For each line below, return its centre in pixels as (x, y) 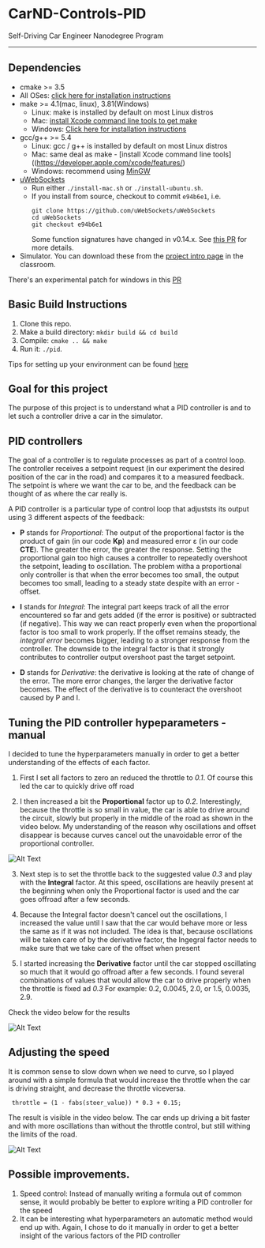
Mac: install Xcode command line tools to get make (114, 120)
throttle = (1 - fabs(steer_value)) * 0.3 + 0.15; (96, 1103)
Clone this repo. (45, 323)
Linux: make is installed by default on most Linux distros (122, 112)
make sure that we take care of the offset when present (110, 948)
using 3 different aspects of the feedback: (77, 518)
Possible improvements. (69, 1174)
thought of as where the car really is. (68, 494)
